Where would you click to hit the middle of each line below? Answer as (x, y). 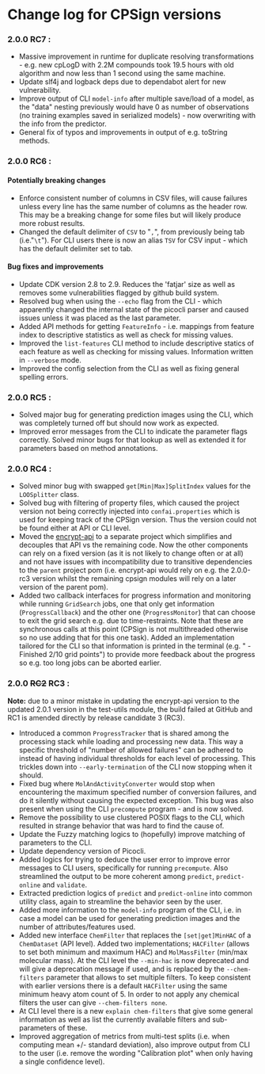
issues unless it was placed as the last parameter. (100, 318)
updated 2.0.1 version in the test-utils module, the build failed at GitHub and (130, 709)
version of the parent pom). (63, 587)
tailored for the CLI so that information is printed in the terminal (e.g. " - (135, 646)
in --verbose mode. (50, 360)
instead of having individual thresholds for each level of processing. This (137, 758)
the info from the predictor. (63, 124)
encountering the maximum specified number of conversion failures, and (138, 792)
